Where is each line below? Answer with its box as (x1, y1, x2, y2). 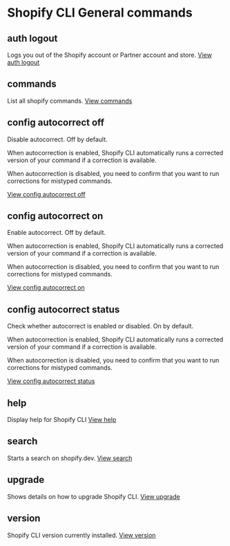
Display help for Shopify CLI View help (7, 416, 117, 424)
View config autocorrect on (7, 283, 85, 292)
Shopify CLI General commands (7, 5, 193, 21)
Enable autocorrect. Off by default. (7, 229, 106, 237)
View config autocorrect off (7, 190, 86, 198)
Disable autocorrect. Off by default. (7, 135, 108, 143)
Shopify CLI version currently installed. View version (7, 531, 156, 539)
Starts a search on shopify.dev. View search (7, 454, 133, 462)
